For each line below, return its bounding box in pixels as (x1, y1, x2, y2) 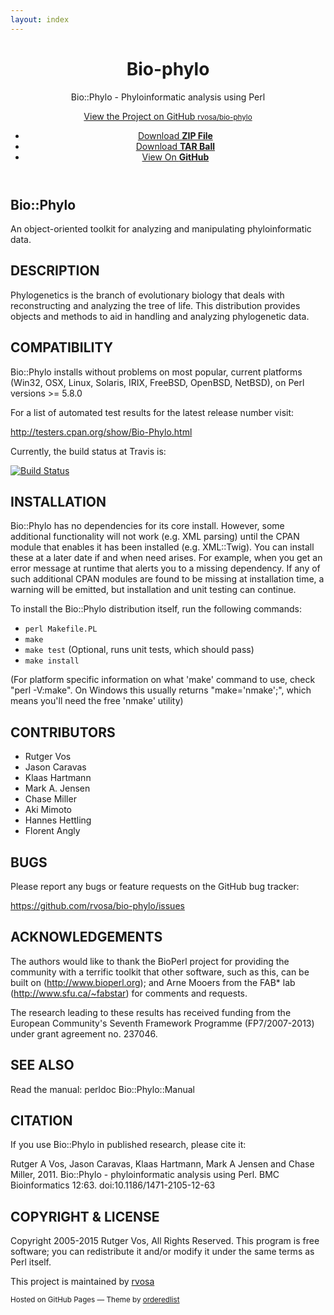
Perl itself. (10, 1256, 52, 1268)
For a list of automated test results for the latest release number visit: (10, 406, 295, 418)
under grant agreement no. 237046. (10, 1027, 158, 1040)
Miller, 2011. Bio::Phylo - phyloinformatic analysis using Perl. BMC (10, 1169, 280, 1181)
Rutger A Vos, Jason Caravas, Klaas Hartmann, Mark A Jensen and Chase (10, 1158, 315, 1170)
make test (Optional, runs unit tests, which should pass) (24, 644, 255, 656)
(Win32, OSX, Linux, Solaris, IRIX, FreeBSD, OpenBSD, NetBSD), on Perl (10, 376, 305, 388)
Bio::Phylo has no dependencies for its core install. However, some (10, 520, 285, 532)
